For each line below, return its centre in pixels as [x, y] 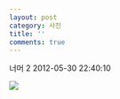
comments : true [37, 42]
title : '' [28, 34]
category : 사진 [36, 26]
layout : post [33, 17]
